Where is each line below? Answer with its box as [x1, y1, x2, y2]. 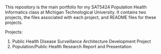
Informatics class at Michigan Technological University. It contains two [5, 9, 146, 15]
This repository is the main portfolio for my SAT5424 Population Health [5, 4, 147, 10]
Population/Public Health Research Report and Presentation [12, 44, 132, 49]
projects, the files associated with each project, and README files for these [5, 15, 157, 20]
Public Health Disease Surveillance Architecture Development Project [12, 38, 151, 44]
